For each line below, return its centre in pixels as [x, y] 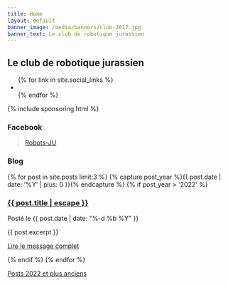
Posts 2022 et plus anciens [47, 273]
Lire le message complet [43, 246]
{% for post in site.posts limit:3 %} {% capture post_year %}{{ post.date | [114, 177]
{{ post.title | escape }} [48, 202]
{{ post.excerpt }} [33, 232]
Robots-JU [40, 142]
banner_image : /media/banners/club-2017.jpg [74, 27]
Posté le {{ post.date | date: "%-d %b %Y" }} [73, 218]
